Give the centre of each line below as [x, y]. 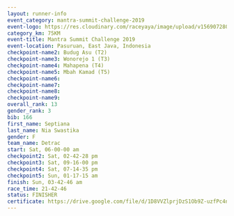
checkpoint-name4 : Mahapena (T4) [56, 65]
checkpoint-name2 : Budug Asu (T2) [57, 53]
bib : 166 [20, 117]
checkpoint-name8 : [34, 91]
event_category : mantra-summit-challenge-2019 [76, 20]
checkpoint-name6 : [34, 78]
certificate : [26, 202]
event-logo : [24, 26]
